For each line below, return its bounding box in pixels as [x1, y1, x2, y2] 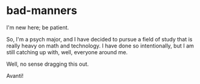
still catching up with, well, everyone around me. [6, 48, 128, 55]
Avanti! [6, 72, 24, 79]
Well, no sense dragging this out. [6, 60, 89, 68]
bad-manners [6, 4, 77, 18]
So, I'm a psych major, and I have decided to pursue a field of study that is [6, 35, 193, 43]
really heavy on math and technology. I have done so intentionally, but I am [6, 42, 194, 49]
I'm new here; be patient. [6, 24, 69, 31]
